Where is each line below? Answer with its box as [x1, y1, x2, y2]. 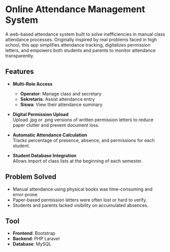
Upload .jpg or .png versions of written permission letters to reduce [12, 117, 154, 123]
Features [5, 67, 34, 76]
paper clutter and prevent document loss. [12, 122, 100, 128]
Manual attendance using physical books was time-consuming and [12, 186, 153, 192]
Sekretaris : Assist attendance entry [20, 96, 95, 102]
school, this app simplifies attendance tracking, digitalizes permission [5, 42, 151, 48]
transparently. [5, 52, 35, 59]
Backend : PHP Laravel [12, 236, 60, 242]
